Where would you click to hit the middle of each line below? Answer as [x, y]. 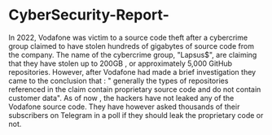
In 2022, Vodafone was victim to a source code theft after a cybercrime [128, 37]
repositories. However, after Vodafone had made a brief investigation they [132, 72]
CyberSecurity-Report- [89, 15]
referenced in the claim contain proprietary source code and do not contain [135, 89]
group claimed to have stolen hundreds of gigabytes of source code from [132, 46]
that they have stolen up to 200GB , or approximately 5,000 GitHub [121, 63]
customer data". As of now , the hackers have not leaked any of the [121, 98]
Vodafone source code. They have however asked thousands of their [124, 107]
